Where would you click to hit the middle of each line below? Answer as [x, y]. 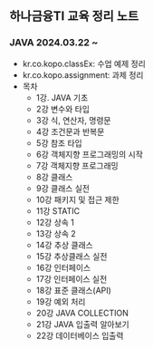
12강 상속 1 [55, 222]
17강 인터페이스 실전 [72, 278]
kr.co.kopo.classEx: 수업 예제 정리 [84, 63]
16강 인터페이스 [63, 267]
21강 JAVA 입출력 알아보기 [82, 324]
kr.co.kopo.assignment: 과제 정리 [83, 74]
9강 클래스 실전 [63, 188]
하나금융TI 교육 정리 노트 [74, 16]
